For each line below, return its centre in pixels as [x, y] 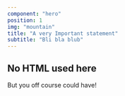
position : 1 [25, 20]
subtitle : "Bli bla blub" [45, 40]
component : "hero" [34, 14]
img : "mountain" [31, 27]
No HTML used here [52, 68]
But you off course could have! [52, 85]
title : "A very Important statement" [63, 33]
